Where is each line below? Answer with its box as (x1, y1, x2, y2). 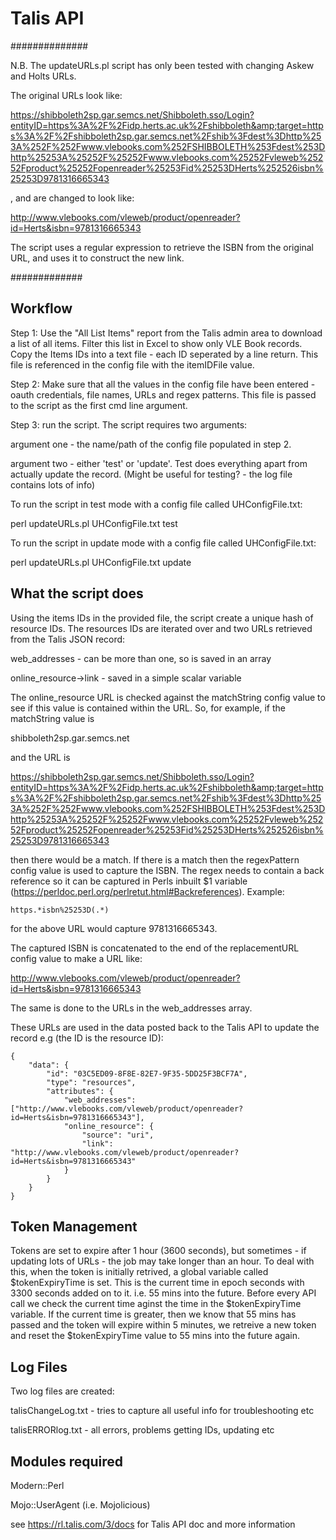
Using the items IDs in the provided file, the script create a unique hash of (10, 612, 314, 624)
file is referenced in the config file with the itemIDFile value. (10, 358, 255, 371)
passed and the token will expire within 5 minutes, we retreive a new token (10, 1319, 317, 1331)
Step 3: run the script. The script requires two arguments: (10, 418, 248, 431)
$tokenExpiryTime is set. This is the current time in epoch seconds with (10, 1277, 305, 1289)
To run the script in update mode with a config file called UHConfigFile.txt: (10, 537, 317, 549)
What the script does (10, 585, 144, 602)
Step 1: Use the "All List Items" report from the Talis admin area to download (10, 327, 323, 339)
